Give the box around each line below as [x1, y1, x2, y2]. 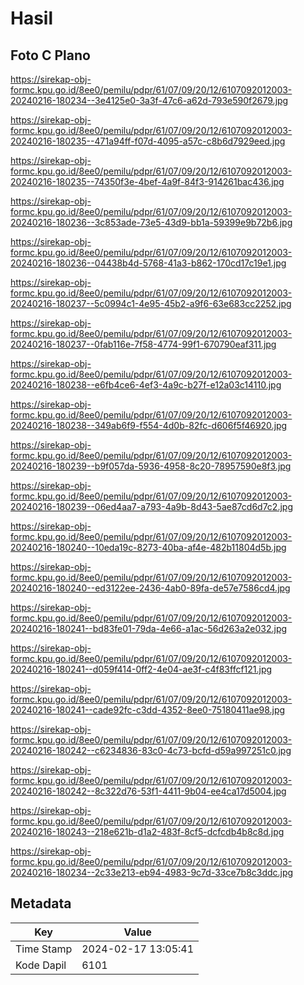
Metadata [10, 895, 72, 912]
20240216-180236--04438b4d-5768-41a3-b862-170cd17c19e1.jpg [10, 257, 287, 269]
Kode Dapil [15, 958, 67, 972]
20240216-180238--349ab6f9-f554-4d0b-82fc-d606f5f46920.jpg [10, 420, 288, 431]
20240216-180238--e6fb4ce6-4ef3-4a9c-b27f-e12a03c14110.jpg [10, 379, 282, 391]
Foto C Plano [10, 47, 91, 64]
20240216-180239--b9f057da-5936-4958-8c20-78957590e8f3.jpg [10, 460, 292, 472]
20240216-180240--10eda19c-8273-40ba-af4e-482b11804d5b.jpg [10, 542, 287, 553]
